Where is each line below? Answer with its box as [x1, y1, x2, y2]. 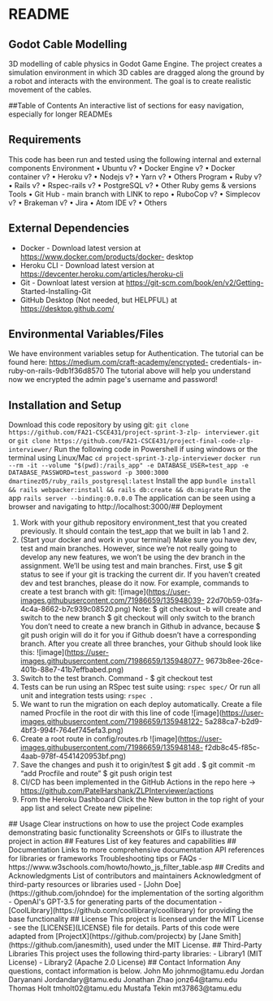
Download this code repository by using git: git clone [8, 420, 189, 430]
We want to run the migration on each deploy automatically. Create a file [19, 700, 262, 709]
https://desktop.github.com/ [19, 303, 115, 314]
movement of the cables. [8, 85, 92, 94]
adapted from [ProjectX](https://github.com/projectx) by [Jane [8, 932, 218, 942]
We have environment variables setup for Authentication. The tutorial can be [8, 349, 264, 358]
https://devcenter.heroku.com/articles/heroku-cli [19, 269, 184, 279]
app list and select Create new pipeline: [19, 803, 153, 813]
